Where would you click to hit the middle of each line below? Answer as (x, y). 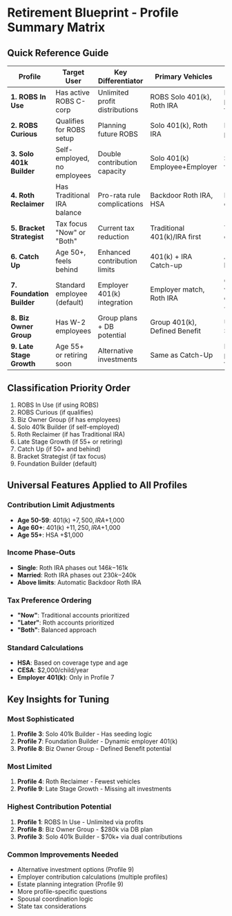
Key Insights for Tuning (58, 699)
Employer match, (177, 289)
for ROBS (70, 130)
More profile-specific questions (62, 891)
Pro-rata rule (119, 195)
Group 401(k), (173, 322)
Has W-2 (71, 322)
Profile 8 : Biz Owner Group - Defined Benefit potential (94, 749)
